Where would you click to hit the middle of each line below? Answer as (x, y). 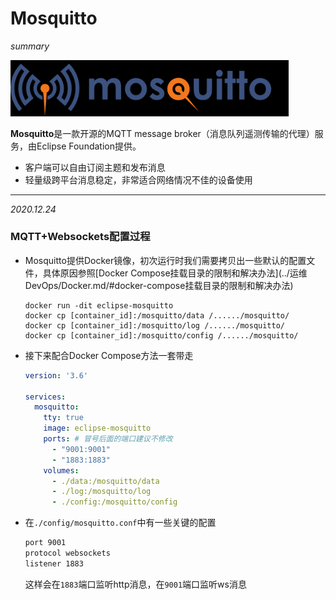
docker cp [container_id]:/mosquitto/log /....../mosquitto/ (155, 325)
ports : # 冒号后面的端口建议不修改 (108, 439)
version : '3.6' (56, 375)
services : (45, 397)
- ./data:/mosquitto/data (105, 481)
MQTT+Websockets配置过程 (80, 237)
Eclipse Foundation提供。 (89, 146)
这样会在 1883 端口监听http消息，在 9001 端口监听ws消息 (135, 584)
